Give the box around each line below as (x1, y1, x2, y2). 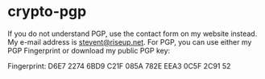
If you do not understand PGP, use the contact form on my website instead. (7, 29, 258, 38)
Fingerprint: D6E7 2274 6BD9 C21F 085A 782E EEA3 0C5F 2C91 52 (7, 61, 231, 70)
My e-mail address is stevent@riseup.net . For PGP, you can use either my (7, 37, 252, 46)
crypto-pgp (7, 2, 87, 21)
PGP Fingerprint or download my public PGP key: (7, 45, 171, 55)
